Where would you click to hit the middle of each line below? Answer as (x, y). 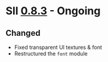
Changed (23, 33)
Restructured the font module (51, 54)
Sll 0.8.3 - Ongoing (53, 11)
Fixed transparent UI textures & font (58, 47)
